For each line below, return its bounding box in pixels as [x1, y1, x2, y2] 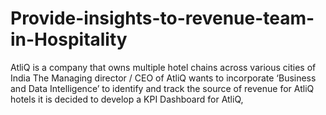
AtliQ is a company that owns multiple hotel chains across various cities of [10, 61, 317, 73]
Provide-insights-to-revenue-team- [10, 7, 315, 30]
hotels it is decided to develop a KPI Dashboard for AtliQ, [10, 93, 244, 105]
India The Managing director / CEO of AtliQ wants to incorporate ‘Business [10, 72, 317, 84]
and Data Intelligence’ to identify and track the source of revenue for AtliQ [10, 82, 315, 94]
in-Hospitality [10, 28, 128, 51]
